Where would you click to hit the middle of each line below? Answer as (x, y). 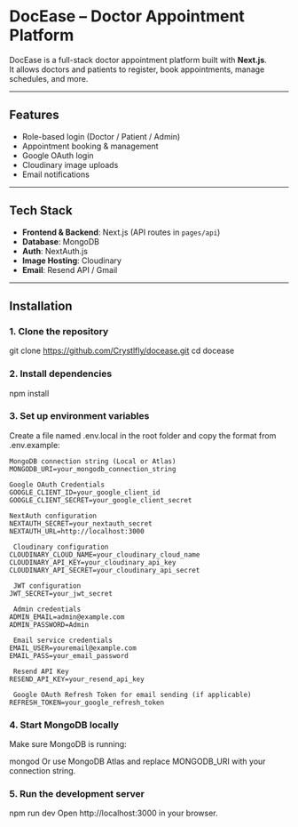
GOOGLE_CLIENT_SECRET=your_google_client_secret (101, 500)
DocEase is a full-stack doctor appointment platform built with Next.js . (138, 60)
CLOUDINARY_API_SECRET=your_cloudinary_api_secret (105, 570)
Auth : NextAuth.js (55, 251)
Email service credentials (63, 640)
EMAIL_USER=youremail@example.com (73, 648)
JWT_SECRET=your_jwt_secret (61, 593)
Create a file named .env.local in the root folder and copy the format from (143, 435)
